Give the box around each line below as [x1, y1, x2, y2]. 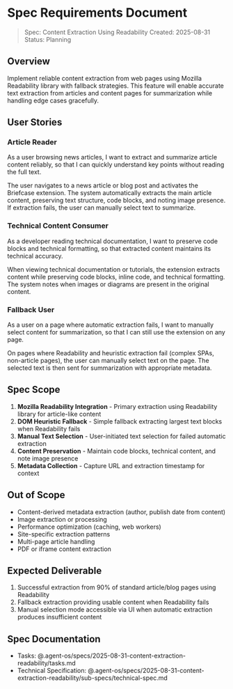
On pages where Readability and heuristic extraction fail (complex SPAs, [7, 349, 214, 357]
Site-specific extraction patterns [17, 529, 111, 538]
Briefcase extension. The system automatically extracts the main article [7, 189, 212, 197]
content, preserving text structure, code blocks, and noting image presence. [7, 196, 226, 205]
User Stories [7, 116, 63, 128]
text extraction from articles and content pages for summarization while [7, 88, 213, 97]
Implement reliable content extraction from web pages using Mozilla [7, 74, 202, 82]
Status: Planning [24, 35, 72, 43]
